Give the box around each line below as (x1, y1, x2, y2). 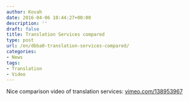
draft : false (6, 26, 40, 32)
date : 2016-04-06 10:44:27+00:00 (6, 15, 91, 21)
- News (6, 54, 23, 60)
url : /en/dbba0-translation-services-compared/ (6, 43, 130, 49)
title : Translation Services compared (6, 32, 105, 38)
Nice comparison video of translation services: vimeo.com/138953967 (6, 88, 183, 95)
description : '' (6, 20, 48, 26)
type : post (6, 37, 34, 43)
